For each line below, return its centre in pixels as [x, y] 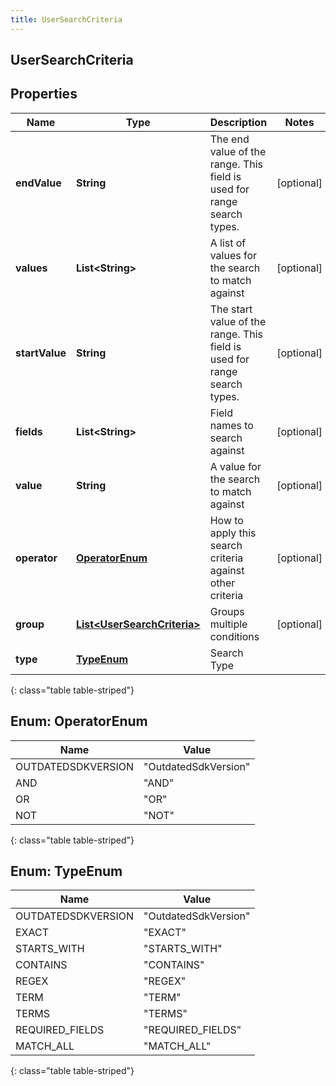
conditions [234, 636]
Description [238, 122]
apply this [233, 533]
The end [229, 139]
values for [233, 255]
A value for [235, 466]
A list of [228, 243]
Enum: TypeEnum [66, 871]
